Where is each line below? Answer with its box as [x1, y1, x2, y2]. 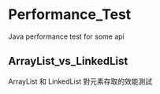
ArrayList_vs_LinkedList [8, 55, 128, 68]
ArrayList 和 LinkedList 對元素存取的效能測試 [8, 77, 153, 86]
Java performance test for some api [8, 32, 125, 41]
